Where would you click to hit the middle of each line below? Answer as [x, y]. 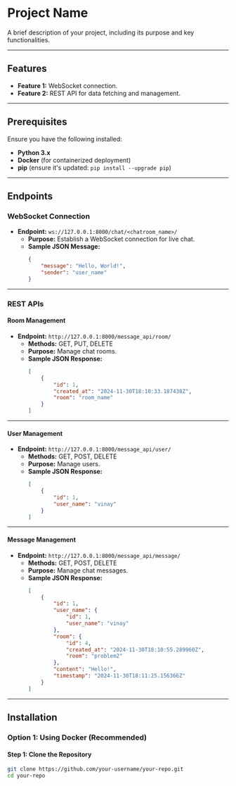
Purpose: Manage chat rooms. [72, 351]
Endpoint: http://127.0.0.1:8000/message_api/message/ [99, 555]
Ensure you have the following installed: [65, 139]
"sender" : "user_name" [74, 273]
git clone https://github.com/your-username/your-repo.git [96, 769]
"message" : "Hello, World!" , [84, 266]
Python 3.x [34, 152]
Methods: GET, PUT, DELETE [71, 344]
